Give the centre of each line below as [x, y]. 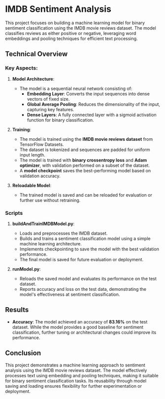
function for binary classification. [61, 120]
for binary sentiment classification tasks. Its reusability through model [76, 381]
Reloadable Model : [32, 185]
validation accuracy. [40, 176]
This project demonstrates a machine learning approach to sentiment [75, 365]
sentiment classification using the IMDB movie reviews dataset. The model [81, 28]
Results [17, 310]
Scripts [14, 213]
